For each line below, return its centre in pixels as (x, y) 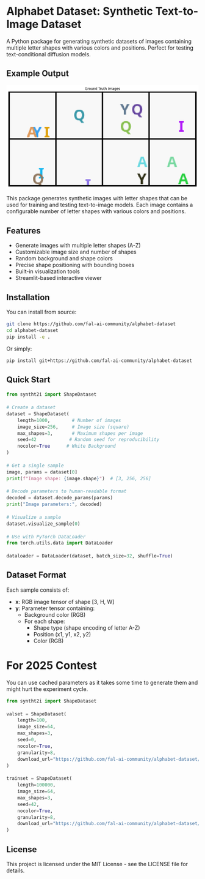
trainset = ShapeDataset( (39, 779)
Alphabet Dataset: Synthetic (80, 11)
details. (16, 870)
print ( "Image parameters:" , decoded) (54, 504)
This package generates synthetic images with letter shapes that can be (97, 198)
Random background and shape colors (64, 258)
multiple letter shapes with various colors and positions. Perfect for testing (100, 48)
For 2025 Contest (52, 665)
